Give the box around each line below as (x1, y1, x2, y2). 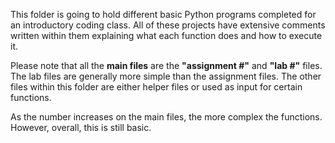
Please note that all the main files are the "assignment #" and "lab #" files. (10, 60, 323, 71)
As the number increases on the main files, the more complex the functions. (10, 111, 323, 123)
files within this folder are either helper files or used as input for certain (10, 81, 303, 93)
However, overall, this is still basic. (10, 122, 152, 133)
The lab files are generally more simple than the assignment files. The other (10, 70, 322, 82)
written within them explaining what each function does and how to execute (10, 30, 323, 41)
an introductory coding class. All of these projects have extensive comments (10, 19, 326, 31)
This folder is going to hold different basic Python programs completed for (10, 9, 317, 20)
